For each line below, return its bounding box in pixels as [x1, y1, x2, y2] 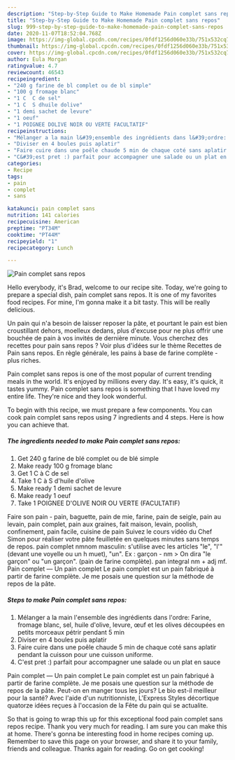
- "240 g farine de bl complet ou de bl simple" [7, 82, 152, 89]
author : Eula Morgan [7, 56, 68, 63]
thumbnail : [7, 43, 39, 50]
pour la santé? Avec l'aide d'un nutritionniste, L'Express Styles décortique [7, 694, 219, 703]
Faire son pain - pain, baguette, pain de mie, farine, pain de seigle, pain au [7, 513, 222, 521]
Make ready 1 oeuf [17, 492, 71, 500]
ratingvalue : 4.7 [7, 62, 58, 69]
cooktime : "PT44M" [7, 231, 61, 238]
